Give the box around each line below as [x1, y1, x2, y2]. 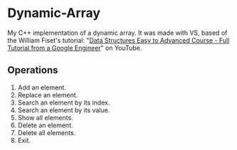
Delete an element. [17, 121, 73, 129]
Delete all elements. [17, 128, 76, 136]
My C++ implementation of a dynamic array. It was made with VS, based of [7, 28, 228, 37]
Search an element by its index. [17, 98, 110, 107]
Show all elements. [17, 113, 73, 122]
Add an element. [17, 83, 66, 92]
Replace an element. [17, 90, 78, 99]
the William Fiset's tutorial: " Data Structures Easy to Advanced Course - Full [7, 36, 230, 44]
